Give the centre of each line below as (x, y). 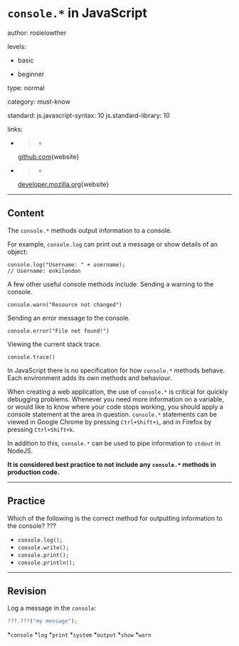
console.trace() (31, 357)
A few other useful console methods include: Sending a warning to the (111, 284)
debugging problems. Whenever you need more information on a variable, (116, 399)
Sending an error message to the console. (69, 318)
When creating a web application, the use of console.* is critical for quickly (118, 392)
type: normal (26, 87)
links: (15, 129)
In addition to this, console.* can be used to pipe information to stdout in (114, 443)
